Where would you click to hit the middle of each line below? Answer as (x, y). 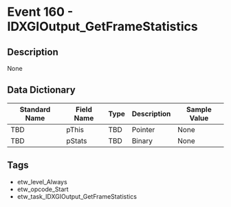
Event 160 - (40, 12)
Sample (199, 109)
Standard (35, 109)
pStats (77, 140)
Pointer (143, 129)
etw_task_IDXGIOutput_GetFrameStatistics (77, 196)
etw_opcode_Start (43, 189)
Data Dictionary (41, 90)
